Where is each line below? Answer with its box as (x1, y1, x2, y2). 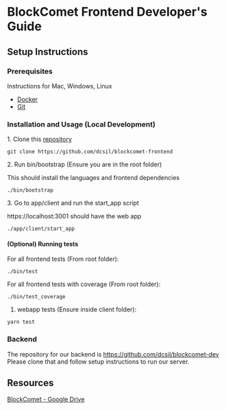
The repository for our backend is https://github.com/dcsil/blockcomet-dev (7, 350, 219, 358)
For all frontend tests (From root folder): (7, 255, 119, 264)
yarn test (7, 319, 36, 326)
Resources (7, 377, 54, 389)
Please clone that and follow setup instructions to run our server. (7, 357, 190, 366)
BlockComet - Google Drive (7, 395, 85, 404)
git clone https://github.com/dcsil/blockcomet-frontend (7, 149, 173, 155)
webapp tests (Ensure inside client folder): (16, 305, 137, 313)
